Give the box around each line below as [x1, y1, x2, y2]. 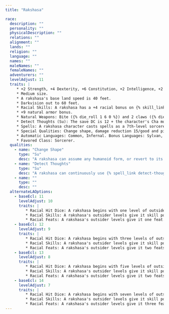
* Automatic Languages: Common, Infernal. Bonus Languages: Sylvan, [16, 133, 163, 138]
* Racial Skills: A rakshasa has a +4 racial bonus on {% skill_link [16, 105, 165, 111]
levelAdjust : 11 [10, 77, 44, 82]
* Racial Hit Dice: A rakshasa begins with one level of [25, 208, 147, 213]
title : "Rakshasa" [5, 7, 44, 13]
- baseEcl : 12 [14, 222, 44, 227]
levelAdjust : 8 [18, 255, 51, 260]
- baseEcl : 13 [14, 250, 44, 255]
